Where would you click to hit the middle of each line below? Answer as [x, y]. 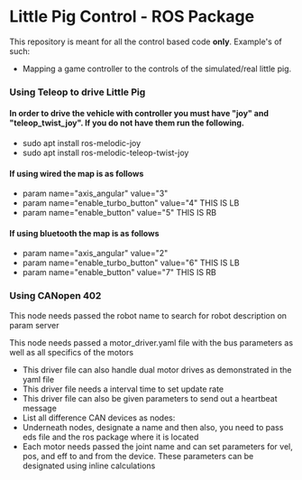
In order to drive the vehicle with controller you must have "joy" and [139, 114]
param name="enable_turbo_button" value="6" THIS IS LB [131, 263]
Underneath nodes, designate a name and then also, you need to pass [153, 427]
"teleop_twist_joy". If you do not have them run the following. [127, 123]
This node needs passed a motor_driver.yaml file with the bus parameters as [151, 342]
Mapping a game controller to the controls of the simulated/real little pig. [157, 69]
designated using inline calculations [89, 466]
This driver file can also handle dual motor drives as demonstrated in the [157, 369]
